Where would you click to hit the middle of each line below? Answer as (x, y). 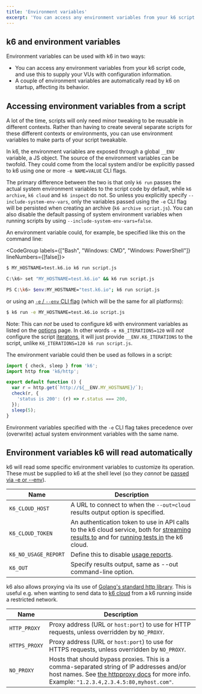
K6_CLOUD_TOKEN (31, 533)
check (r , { (25, 393)
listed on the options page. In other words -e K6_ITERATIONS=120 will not (95, 330)
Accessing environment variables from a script (96, 106)
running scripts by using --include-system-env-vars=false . (79, 221)
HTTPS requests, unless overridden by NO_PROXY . (118, 649)
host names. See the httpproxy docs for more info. (120, 674)
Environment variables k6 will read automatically (99, 452)
